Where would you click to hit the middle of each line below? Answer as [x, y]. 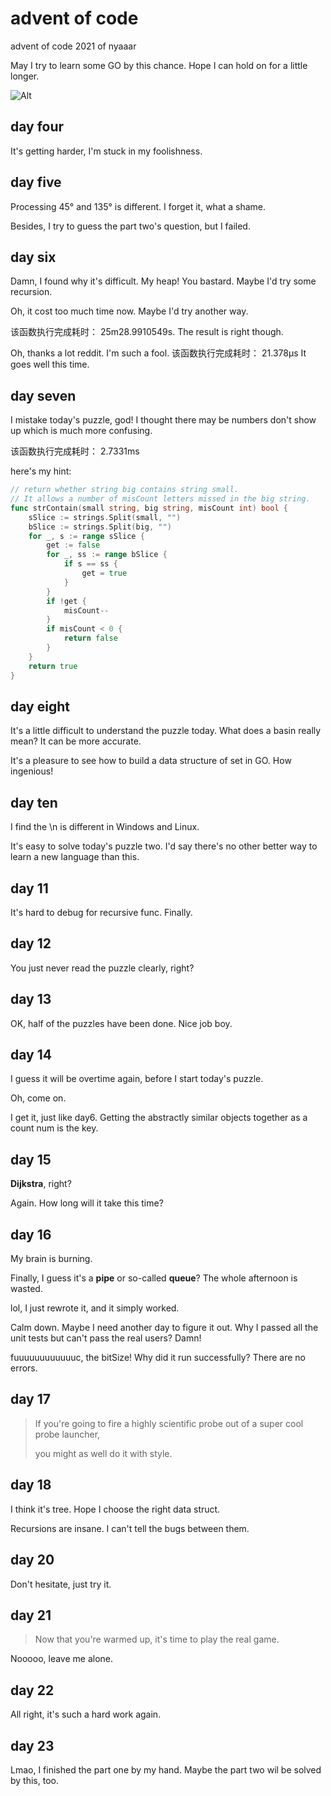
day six [33, 257]
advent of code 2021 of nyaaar [73, 46]
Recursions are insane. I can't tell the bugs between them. [130, 1528]
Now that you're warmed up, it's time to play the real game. [157, 1639]
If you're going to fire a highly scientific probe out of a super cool [169, 1423]
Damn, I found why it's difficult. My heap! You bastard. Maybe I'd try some [163, 281]
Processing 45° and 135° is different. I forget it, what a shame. [138, 206]
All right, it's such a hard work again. [86, 1714]
